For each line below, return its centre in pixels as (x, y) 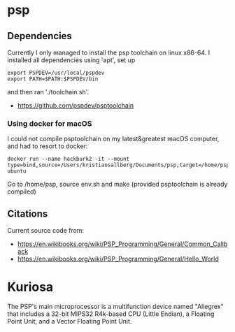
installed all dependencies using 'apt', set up (71, 60)
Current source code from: (46, 231)
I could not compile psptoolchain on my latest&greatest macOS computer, (113, 139)
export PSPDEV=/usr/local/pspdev (56, 73)
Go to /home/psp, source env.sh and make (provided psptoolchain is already (117, 185)
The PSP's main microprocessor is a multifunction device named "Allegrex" (115, 307)
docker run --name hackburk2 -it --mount (69, 159)
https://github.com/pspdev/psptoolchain (76, 106)
